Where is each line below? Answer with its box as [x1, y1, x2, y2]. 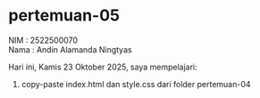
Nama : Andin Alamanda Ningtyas [8, 44, 132, 54]
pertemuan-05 [8, 5, 121, 26]
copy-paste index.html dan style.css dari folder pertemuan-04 [21, 78, 251, 89]
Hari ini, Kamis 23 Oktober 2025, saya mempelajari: [8, 61, 197, 72]
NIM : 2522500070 [8, 35, 78, 45]
